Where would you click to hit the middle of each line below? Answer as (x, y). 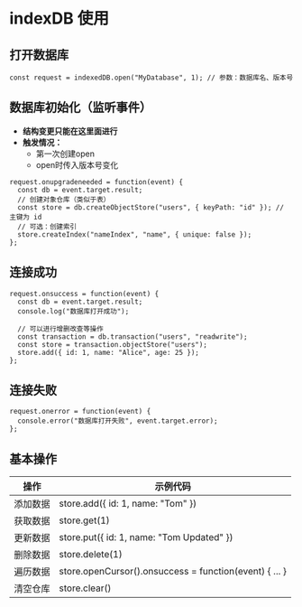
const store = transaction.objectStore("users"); (112, 344)
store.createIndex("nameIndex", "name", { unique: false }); (135, 234)
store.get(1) (84, 520)
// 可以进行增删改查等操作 (60, 329)
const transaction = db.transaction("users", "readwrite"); (133, 336)
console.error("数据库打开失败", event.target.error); (118, 421)
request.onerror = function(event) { (80, 412)
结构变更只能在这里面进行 (70, 131)
